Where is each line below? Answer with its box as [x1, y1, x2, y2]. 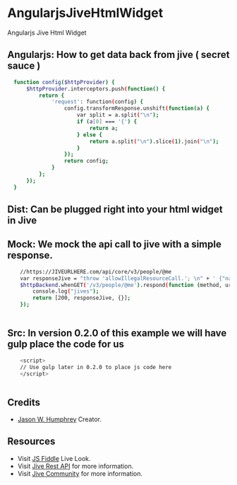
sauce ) [7, 60, 41, 72]
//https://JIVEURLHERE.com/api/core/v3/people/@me [20, 268, 172, 275]
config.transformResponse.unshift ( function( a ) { [63, 105, 210, 112]
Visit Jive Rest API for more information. [17, 462, 134, 470]
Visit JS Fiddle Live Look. [17, 454, 91, 462]
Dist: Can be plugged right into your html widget [7, 204, 224, 216]
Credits [7, 396, 41, 408]
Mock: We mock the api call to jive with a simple [7, 238, 222, 250]
